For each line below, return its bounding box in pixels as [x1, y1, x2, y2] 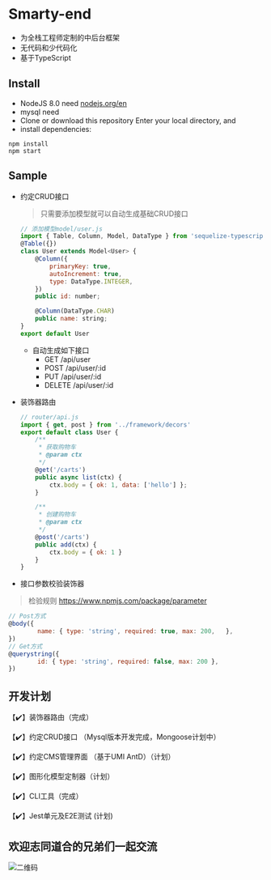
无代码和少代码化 [19, 42, 78, 53]
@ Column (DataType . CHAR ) [35, 307, 115, 316]
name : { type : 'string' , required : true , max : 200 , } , [37, 627, 234, 636]
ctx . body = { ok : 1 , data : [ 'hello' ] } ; [49, 481, 188, 489]
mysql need [19, 107, 60, 117]
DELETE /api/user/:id [44, 380, 114, 389]
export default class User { [19, 428, 119, 436]
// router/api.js [19, 413, 79, 421]
